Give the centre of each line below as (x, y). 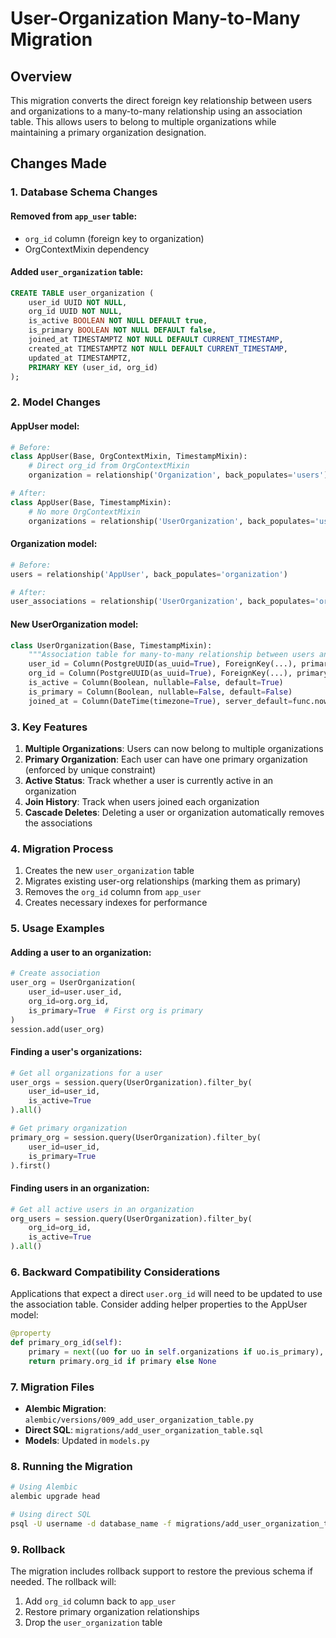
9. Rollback (38, 1549)
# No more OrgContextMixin (84, 512)
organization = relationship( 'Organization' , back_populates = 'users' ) (178, 475)
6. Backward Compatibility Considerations (115, 1272)
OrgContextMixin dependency (87, 249)
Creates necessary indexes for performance (116, 903)
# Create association (55, 973)
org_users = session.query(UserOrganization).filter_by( (131, 1218)
